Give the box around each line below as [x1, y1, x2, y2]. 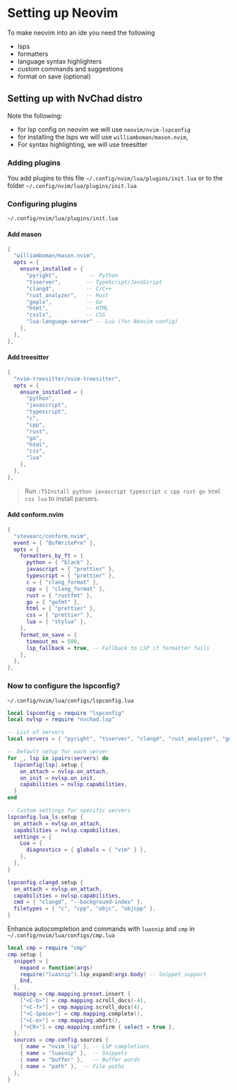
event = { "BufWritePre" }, [13, 539, 97, 546]
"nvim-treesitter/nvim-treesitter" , [13, 375, 121, 383]
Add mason [7, 230, 42, 238]
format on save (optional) [17, 72, 92, 81]
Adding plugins [7, 158, 61, 168]
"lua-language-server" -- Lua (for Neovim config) [25, 318, 178, 325]
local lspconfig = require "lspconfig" [7, 709, 125, 717]
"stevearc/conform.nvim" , [13, 533, 90, 540]
